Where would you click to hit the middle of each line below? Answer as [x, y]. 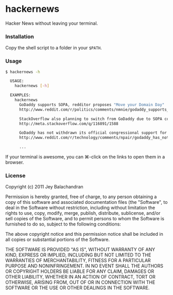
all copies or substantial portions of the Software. [57, 239]
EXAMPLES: [20, 95]
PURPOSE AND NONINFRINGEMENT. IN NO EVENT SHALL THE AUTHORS [84, 266]
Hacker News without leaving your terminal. [52, 23]
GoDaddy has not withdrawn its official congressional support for [93, 133]
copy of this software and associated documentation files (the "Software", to [86, 202]
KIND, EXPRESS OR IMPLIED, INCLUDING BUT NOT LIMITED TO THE [78, 255]
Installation [20, 37]
